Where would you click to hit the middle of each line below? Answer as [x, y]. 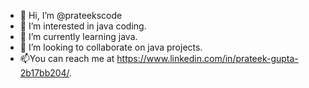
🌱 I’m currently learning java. [78, 36]
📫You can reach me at [67, 58]
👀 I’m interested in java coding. [83, 26]
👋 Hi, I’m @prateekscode [71, 15]
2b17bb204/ [44, 73]
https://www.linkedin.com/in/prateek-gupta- [207, 58]
